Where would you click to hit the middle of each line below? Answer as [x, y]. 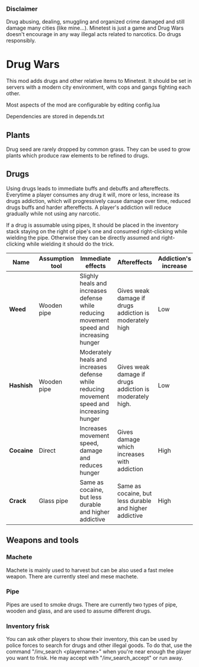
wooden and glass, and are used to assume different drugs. [79, 611]
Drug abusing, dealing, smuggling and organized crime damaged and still [95, 22]
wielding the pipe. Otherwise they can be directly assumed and [83, 237]
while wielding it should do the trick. [70, 244]
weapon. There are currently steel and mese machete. [72, 576]
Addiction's [174, 258]
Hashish [21, 385]
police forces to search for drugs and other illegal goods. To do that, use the [99, 645]
